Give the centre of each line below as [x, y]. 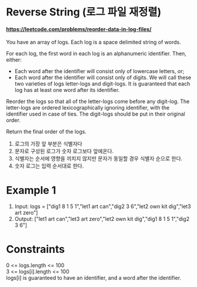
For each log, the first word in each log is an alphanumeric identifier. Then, [96, 54]
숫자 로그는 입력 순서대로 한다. [49, 166]
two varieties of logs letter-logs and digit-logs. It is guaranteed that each [102, 84]
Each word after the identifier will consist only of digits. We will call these [103, 78]
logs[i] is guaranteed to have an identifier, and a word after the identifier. [94, 278]
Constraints [36, 249]
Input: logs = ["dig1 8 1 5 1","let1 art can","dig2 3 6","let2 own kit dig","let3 [103, 206]
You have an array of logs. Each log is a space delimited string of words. [94, 42]
